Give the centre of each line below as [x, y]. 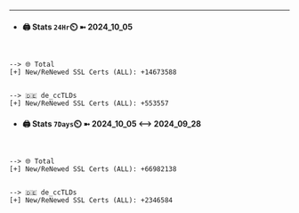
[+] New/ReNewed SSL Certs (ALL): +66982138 [93, 169]
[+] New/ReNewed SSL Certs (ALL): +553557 [89, 103]
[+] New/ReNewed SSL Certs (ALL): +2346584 [91, 201]
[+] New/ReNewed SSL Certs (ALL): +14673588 [93, 72]
